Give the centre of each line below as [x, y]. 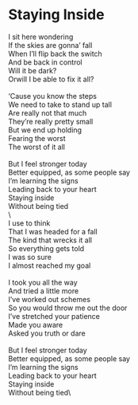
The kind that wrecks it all [50, 240]
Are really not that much [48, 112]
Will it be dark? [33, 70]
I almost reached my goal [50, 265]
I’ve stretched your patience [54, 316]
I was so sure [30, 257]
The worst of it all [37, 147]
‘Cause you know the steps [53, 96]
